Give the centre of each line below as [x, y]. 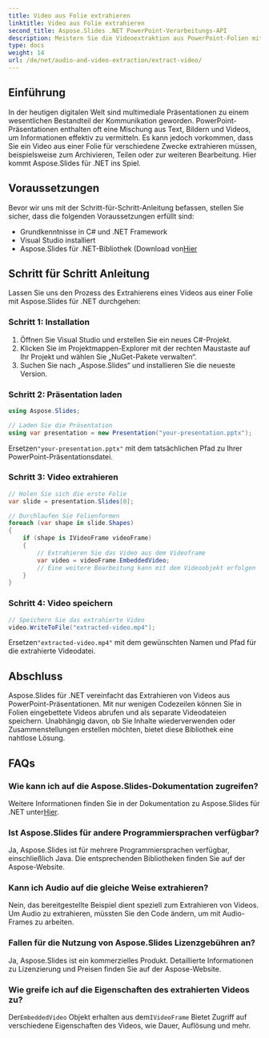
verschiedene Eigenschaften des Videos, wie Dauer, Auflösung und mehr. [130, 1026]
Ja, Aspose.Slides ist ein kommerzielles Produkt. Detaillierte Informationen [131, 960]
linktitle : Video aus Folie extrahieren [77, 23]
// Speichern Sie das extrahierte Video [77, 620]
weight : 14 [26, 53]
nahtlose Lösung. [37, 738]
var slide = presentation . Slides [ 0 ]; [71, 501]
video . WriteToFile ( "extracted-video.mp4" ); [82, 627]
